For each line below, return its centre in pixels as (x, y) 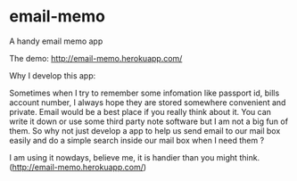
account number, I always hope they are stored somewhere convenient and (148, 102)
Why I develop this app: (53, 75)
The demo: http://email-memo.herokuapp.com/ (96, 58)
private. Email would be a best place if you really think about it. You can (140, 111)
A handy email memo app (56, 41)
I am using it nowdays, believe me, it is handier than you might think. (135, 157)
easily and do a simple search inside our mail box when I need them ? (137, 140)
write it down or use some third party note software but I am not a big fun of (148, 121)
